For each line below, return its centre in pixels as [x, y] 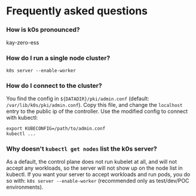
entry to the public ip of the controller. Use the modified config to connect [97, 111]
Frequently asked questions [77, 11]
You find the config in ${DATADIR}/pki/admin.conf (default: [78, 99]
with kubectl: [22, 118]
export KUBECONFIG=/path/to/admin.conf [56, 129]
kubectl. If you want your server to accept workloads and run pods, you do [98, 174]
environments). [25, 187]
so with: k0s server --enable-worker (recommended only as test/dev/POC [98, 181]
